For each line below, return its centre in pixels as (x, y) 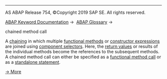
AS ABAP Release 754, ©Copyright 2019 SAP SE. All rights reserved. (75, 12)
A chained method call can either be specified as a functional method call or (83, 57)
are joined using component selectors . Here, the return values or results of (82, 46)
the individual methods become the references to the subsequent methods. (83, 52)
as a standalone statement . (33, 62)
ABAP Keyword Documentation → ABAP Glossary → (59, 22)
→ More (13, 72)
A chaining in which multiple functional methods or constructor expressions (83, 41)
